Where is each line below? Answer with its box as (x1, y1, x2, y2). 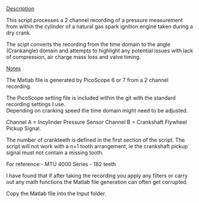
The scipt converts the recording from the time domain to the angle (6, 41, 170, 48)
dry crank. (6, 29, 31, 36)
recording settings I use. (6, 101, 66, 108)
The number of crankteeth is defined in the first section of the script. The (6, 136, 185, 143)
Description (6, 5, 34, 12)
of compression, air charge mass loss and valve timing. (6, 54, 141, 60)
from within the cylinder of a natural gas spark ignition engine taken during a (6, 23, 193, 30)
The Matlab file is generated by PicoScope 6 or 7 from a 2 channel (6, 77, 169, 83)
